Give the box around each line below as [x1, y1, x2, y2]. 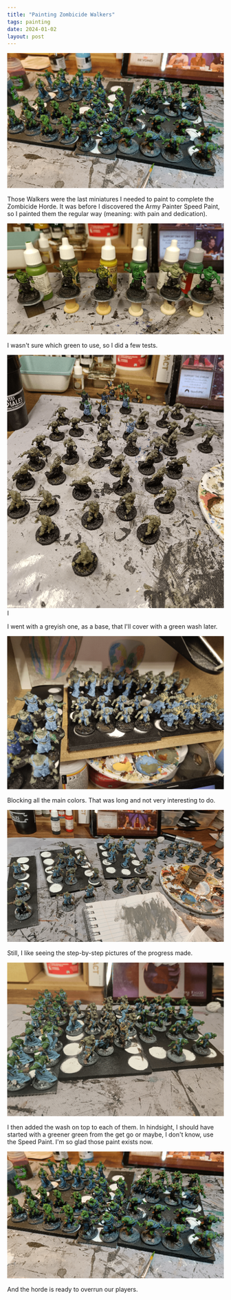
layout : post [7, 33, 45, 40]
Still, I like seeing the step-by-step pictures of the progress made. [7, 949, 193, 957]
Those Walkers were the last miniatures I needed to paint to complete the [7, 195, 214, 204]
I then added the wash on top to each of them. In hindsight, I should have [7, 1123, 214, 1132]
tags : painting [7, 18, 51, 26]
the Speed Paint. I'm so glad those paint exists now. [7, 1138, 153, 1146]
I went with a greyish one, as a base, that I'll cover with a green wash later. [7, 622, 218, 631]
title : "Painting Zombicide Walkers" [7, 11, 115, 18]
